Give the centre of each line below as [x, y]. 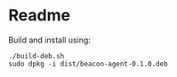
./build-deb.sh [36, 56]
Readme [40, 15]
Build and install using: [49, 40]
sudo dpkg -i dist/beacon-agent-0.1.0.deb [88, 64]
